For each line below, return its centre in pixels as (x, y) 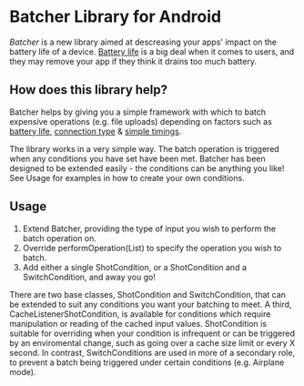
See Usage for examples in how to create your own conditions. (127, 178)
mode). (23, 371)
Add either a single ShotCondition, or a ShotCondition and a (135, 267)
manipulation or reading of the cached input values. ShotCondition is (138, 323)
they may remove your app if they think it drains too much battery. (133, 61)
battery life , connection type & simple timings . (96, 131)
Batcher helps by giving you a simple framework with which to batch (138, 112)
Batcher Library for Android (115, 17)
